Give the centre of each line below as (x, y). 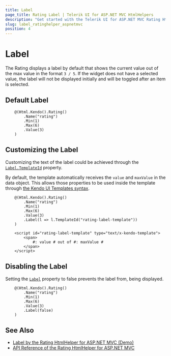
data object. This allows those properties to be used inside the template (80, 183)
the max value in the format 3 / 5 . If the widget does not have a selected (82, 74)
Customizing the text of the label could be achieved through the (72, 162)
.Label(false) (38, 310)
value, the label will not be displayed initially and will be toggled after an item (85, 79)
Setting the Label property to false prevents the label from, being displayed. (84, 279)
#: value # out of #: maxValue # (68, 242)
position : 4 (18, 29)
